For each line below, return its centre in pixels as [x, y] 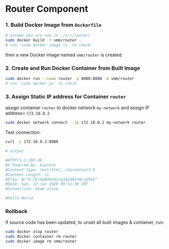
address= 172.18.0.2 [27, 113]
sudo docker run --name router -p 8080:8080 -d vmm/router [70, 79]
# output [15, 151]
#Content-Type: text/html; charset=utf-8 [50, 170]
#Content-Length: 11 [27, 175]
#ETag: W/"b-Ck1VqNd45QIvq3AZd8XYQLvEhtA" [51, 179]
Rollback [16, 211]
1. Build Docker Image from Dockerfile [53, 25]
